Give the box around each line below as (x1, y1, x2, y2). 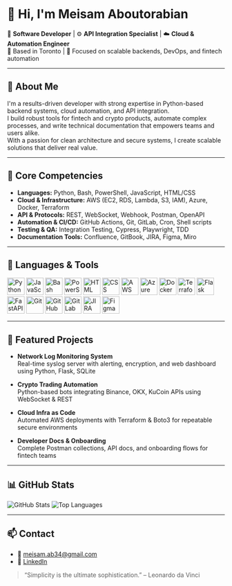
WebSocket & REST (17, 395, 73, 404)
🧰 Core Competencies (7, 170, 104, 182)
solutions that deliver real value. (7, 143, 98, 152)
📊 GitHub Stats (7, 479, 75, 490)
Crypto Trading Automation (17, 380, 98, 389)
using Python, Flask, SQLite (17, 367, 96, 375)
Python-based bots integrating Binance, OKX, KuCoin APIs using (17, 388, 202, 396)
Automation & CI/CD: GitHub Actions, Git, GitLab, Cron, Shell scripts (17, 217, 212, 226)
